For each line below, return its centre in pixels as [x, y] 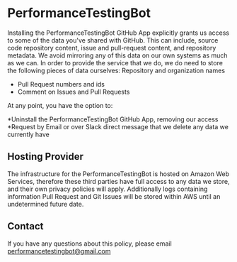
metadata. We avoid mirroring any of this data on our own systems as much [117, 55]
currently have [28, 134]
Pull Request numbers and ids [61, 84]
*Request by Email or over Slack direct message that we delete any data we [118, 126]
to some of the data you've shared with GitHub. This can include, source [113, 40]
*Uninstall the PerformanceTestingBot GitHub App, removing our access [113, 119]
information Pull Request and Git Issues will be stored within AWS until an [114, 196]
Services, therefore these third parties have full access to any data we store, [118, 181]
